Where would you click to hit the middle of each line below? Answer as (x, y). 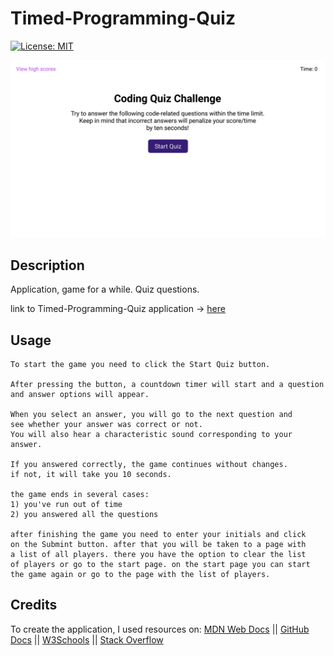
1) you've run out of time (66, 505)
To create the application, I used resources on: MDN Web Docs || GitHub (160, 629)
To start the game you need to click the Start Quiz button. (140, 365)
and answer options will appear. (80, 395)
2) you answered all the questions (84, 515)
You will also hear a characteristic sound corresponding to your (151, 435)
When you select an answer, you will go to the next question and (151, 415)
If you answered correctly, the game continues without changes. (149, 465)
